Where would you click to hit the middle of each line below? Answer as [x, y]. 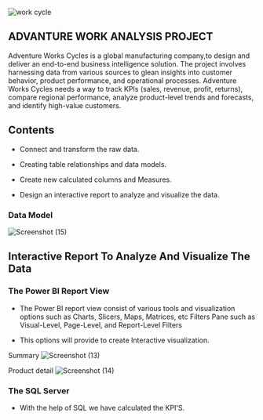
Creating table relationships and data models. [93, 164]
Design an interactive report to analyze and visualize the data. [119, 194]
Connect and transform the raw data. [79, 149]
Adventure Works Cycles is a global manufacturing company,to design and [129, 56]
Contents [31, 130]
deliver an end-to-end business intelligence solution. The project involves [127, 63]
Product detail [31, 370]
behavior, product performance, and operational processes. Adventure [122, 80]
